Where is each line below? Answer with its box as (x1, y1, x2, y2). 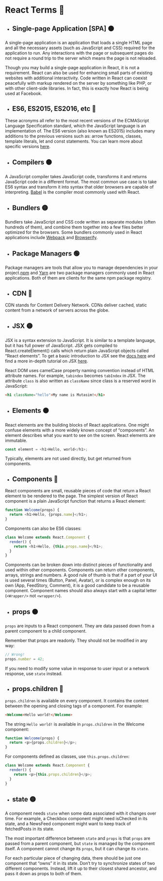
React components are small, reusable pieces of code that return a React (5, 488, 151, 494)
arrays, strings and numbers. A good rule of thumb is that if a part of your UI (5, 572, 158, 578)
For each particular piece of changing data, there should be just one (5, 855, 141, 861)
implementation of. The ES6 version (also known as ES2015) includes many (5, 128, 155, 133)
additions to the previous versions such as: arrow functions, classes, (5, 133, 142, 139)
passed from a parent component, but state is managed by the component (5, 841, 155, 846)
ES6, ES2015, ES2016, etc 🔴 (12, 105, 96, 113)
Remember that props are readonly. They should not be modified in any (5, 637, 148, 643)
